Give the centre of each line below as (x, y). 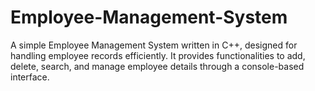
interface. (30, 77)
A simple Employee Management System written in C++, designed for (154, 45)
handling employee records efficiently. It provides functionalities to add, (158, 55)
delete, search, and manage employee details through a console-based (157, 66)
